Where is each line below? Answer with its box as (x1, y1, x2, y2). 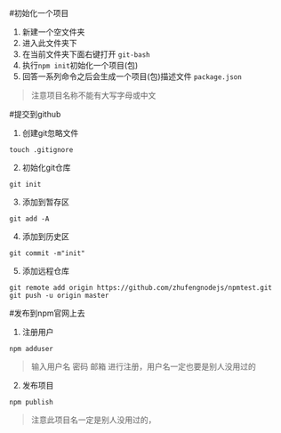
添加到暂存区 (21, 196, 69, 207)
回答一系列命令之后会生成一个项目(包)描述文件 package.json (21, 71, 242, 82)
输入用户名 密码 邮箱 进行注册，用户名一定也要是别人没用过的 (30, 361, 256, 372)
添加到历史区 (21, 231, 69, 242)
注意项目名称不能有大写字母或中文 (30, 90, 157, 100)
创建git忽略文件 (21, 128, 79, 138)
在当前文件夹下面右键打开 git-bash (21, 49, 151, 60)
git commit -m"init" (9, 249, 86, 258)
